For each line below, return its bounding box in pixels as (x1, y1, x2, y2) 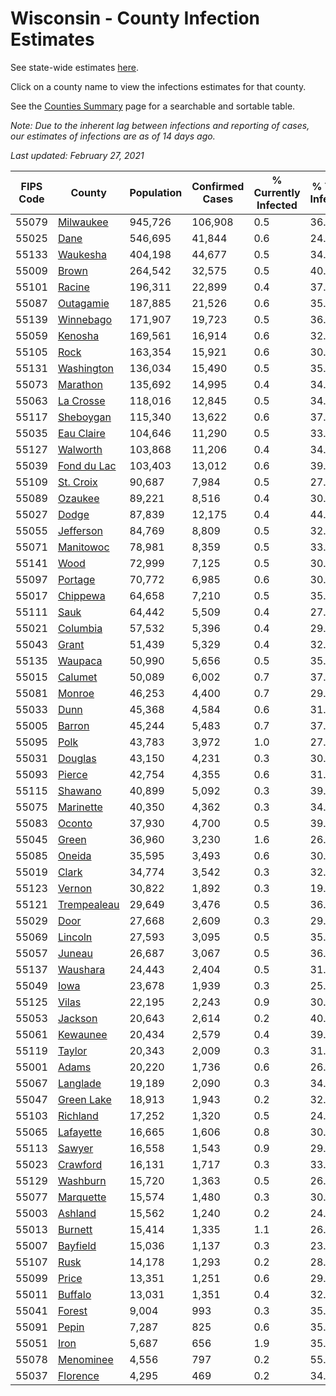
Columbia (57, 621, 103, 635)
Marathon (57, 377, 104, 391)
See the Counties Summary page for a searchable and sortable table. (10, 100, 296, 112)
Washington (57, 361, 114, 375)
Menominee (57, 1352, 114, 1366)
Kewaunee (57, 1027, 108, 1041)
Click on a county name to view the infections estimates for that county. (10, 80, 307, 92)
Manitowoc (57, 540, 110, 554)
